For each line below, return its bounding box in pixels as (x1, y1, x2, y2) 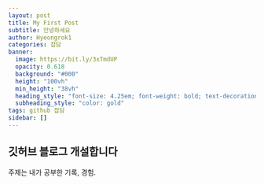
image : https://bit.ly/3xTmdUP (15, 56, 118, 64)
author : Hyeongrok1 (8, 33, 72, 42)
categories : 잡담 (8, 41, 61, 49)
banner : (8, 48, 34, 56)
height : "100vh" (15, 77, 68, 85)
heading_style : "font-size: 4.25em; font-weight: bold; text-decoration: (15, 92, 262, 100)
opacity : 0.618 (15, 63, 65, 71)
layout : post (8, 11, 51, 20)
